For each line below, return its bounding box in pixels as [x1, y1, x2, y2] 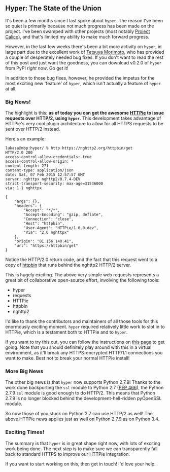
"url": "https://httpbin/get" [14, 243, 79, 248]
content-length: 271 [5, 163, 49, 169]
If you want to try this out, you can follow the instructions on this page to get [5, 339, 165, 345]
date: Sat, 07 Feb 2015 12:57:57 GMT [5, 172, 85, 177]
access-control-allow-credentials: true [5, 155, 92, 160]
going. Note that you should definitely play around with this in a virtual [5, 344, 152, 350]
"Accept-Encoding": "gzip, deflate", [23, 212, 103, 217]
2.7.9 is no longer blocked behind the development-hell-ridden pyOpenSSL [5, 395, 162, 402]
